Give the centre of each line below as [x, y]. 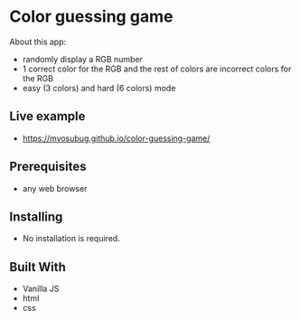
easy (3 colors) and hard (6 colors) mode [99, 88]
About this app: [38, 42]
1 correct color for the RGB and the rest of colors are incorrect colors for [157, 69]
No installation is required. [71, 239]
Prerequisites [48, 167]
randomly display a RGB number [82, 59]
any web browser [55, 188]
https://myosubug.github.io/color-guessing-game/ [116, 138]
